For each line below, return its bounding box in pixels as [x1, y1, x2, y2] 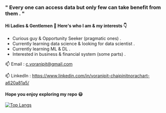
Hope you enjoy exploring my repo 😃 [5, 91, 83, 97]
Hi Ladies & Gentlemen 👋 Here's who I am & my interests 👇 [5, 23, 127, 29]
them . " [5, 10, 25, 17]
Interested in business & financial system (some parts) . [12, 51, 126, 57]
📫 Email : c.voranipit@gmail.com [5, 61, 73, 67]
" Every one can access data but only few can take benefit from [5, 4, 161, 11]
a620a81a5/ [5, 80, 30, 86]
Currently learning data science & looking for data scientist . [12, 41, 135, 47]
